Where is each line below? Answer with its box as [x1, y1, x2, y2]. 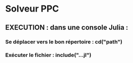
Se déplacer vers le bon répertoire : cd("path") [5, 38, 123, 45]
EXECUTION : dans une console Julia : [5, 23, 128, 32]
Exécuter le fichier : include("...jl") [5, 51, 91, 58]
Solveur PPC [5, 3, 59, 15]
